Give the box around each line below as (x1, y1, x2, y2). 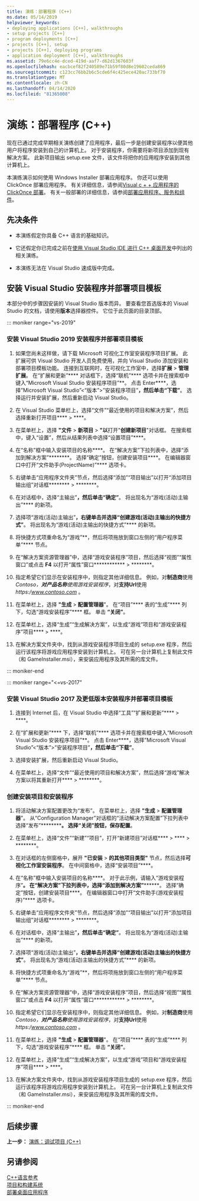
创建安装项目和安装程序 (6, 793, 73, 801)
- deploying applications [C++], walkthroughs (6, 25, 123, 31)
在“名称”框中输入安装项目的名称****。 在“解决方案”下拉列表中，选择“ (15, 446, 184, 453)
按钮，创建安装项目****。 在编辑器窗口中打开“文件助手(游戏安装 (22, 889, 179, 896)
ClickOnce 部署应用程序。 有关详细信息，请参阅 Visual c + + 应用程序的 (6, 181, 179, 188)
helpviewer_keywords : (6, 20, 60, 25)
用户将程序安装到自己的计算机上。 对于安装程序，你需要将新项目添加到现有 (6, 146, 190, 154)
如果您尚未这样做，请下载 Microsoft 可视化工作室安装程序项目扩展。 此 (15, 349, 188, 356)
